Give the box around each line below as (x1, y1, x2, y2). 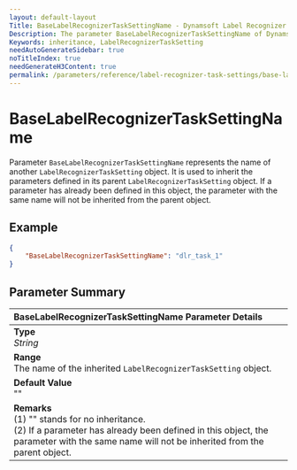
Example (9, 220, 58, 235)
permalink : (9, 71, 49, 80)
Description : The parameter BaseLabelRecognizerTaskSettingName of (9, 29, 263, 38)
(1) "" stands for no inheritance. (13, 412, 146, 425)
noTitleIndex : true (9, 54, 81, 63)
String (13, 336, 39, 349)
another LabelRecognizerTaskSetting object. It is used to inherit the (9, 166, 254, 177)
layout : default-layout (9, 12, 97, 22)
